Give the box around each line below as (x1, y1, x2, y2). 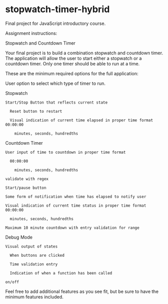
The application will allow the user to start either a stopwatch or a (5, 55, 142, 61)
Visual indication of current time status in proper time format (5, 203, 146, 208)
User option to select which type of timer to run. (5, 80, 106, 86)
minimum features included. (5, 293, 64, 300)
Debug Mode (5, 234, 33, 240)
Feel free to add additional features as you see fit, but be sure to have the (5, 288, 159, 294)
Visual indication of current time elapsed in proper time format (10, 118, 153, 123)
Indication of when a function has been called (10, 271, 113, 276)
